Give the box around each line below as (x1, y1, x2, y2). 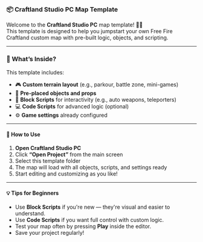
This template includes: (6, 68, 65, 76)
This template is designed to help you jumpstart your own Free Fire (6, 28, 173, 35)
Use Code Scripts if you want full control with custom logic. (14, 217, 164, 223)
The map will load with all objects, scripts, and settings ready (14, 163, 167, 171)
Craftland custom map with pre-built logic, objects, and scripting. (6, 34, 169, 41)
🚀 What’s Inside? (6, 55, 57, 64)
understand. (14, 210, 46, 217)
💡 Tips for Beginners (6, 189, 59, 197)
